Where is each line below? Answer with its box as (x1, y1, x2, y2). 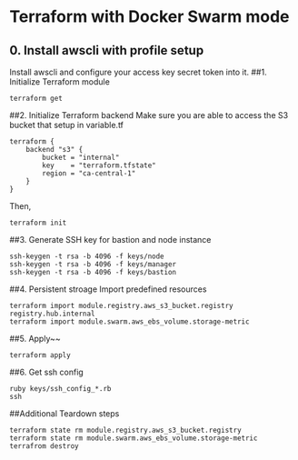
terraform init (9, 218, 67, 227)
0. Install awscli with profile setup (9, 43, 204, 58)
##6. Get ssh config (9, 366, 84, 377)
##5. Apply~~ (9, 334, 61, 344)
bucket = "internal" (42, 153, 120, 162)
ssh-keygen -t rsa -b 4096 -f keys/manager (9, 260, 177, 269)
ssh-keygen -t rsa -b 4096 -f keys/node (9, 252, 165, 261)
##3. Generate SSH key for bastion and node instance (9, 235, 212, 245)
